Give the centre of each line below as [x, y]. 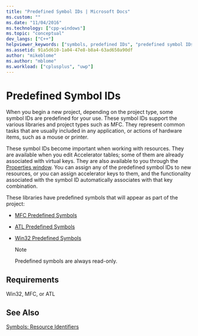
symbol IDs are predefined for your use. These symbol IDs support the [92, 118]
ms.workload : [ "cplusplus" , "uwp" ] [50, 66]
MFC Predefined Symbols [46, 216]
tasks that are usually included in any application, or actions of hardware [94, 131]
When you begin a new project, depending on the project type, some [90, 112]
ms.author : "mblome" [32, 61]
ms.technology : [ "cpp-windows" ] [46, 28]
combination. [22, 186]
